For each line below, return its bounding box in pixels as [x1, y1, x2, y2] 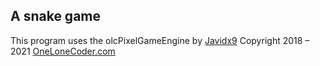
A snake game [10, 8, 102, 25]
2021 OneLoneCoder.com [10, 45, 116, 57]
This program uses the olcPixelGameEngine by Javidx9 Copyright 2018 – [10, 34, 310, 46]
